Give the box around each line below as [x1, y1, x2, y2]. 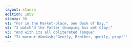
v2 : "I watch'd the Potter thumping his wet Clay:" [5, 25, 112, 30]
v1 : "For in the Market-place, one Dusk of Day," [5, 21, 109, 26]
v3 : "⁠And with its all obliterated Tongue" [5, 30, 95, 35]
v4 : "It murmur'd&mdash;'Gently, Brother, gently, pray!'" [5, 35, 128, 40]
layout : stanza [5, 7, 36, 12]
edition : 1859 [5, 12, 34, 17]
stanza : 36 [5, 16, 27, 21]
